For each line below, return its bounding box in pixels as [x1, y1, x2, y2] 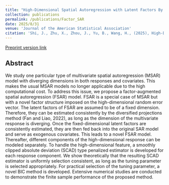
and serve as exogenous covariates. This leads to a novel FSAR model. [5, 131, 152, 137]
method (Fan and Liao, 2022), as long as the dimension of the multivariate [5, 115, 158, 121]
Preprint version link [5, 45, 47, 50]
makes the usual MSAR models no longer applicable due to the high [5, 83, 146, 89]
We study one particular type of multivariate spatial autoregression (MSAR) [5, 72, 161, 78]
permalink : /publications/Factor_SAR [5, 17, 84, 22]
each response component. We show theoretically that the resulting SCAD [5, 152, 159, 158]
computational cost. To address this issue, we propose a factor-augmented [5, 88, 161, 95]
